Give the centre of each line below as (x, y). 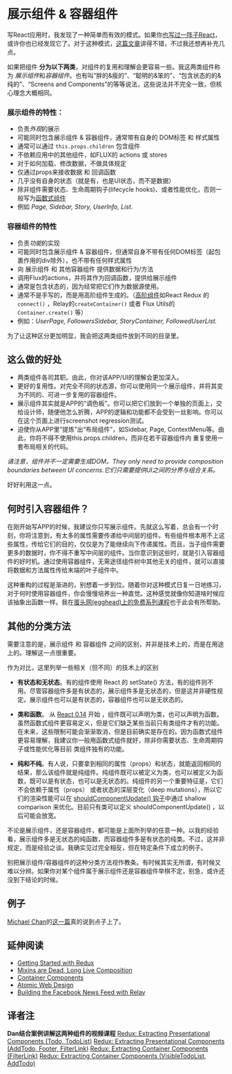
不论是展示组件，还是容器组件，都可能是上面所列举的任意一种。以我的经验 (113, 830)
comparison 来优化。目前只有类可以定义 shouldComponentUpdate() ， (118, 807)
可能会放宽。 (41, 816)
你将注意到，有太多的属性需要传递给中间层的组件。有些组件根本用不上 (119, 536)
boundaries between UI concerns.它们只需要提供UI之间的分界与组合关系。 (113, 470)
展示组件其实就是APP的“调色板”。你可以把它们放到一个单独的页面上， (116, 403)
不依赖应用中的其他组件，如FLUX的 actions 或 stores (92, 155)
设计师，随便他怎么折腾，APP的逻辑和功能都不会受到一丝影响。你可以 (123, 412)
